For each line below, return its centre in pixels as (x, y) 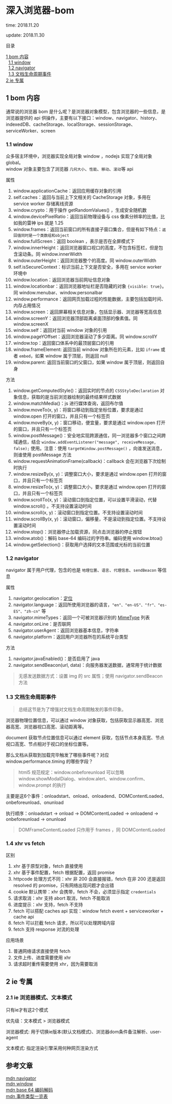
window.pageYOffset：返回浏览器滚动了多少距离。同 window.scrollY (85, 336)
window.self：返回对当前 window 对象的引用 (60, 330)
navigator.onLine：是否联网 (42, 624)
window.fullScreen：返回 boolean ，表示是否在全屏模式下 (74, 241)
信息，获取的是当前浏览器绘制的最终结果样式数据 (69, 397)
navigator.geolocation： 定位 (43, 598)
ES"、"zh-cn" (27, 612)
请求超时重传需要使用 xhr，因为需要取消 (55, 964)
